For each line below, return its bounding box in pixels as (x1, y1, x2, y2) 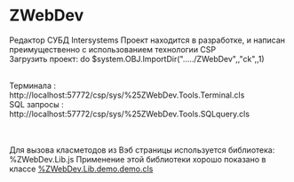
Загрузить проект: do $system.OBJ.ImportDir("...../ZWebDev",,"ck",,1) (9, 53, 265, 64)
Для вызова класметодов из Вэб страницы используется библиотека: (9, 144, 275, 155)
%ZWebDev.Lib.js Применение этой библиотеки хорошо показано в (9, 154, 266, 164)
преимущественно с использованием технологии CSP (9, 44, 216, 54)
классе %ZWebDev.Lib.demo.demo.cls (9, 163, 154, 174)
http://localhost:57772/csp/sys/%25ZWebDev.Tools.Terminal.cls (9, 90, 245, 100)
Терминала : (9, 80, 56, 91)
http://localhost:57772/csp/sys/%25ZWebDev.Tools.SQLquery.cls (9, 108, 250, 119)
